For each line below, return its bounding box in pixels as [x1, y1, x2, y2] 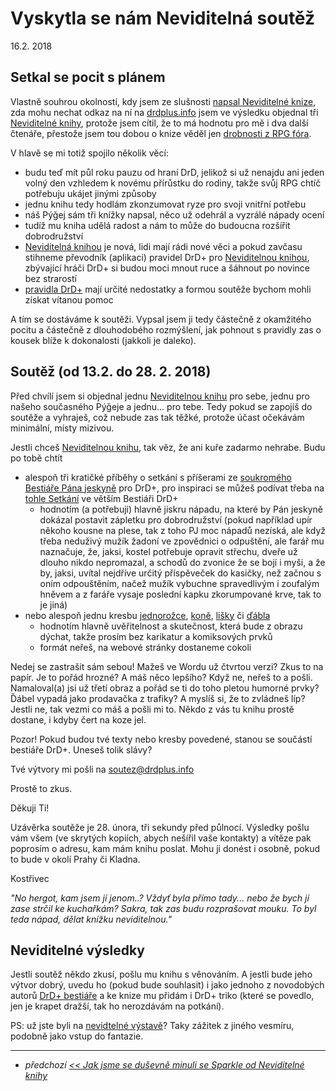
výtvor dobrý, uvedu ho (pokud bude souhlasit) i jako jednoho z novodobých [10, 979, 325, 991]
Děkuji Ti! [10, 802, 50, 814]
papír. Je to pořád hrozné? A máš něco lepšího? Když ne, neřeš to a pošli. [10, 671, 313, 683]
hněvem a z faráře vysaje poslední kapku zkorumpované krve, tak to [39, 588, 322, 600]
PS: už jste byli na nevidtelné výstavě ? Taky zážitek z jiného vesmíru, [10, 1020, 295, 1032]
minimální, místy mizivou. [10, 422, 115, 434]
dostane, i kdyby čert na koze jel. [10, 713, 147, 726]
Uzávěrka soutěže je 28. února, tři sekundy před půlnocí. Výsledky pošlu [10, 821, 310, 833]
